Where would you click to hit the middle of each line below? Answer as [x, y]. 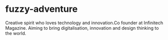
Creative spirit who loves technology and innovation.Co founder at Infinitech [84, 23]
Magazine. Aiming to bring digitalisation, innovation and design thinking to [82, 28]
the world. [16, 33]
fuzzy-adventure [42, 9]
